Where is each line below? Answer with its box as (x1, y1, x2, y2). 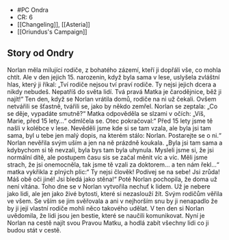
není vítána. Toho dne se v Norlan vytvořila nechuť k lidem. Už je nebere (7, 182, 211, 191)
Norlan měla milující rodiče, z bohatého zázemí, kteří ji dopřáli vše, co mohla (7, 65, 221, 74)
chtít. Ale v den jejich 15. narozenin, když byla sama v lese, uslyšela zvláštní (7, 73, 220, 81)
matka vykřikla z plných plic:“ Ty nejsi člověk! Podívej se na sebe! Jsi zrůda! (7, 167, 220, 176)
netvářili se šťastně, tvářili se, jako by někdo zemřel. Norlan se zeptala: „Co (7, 102, 218, 110)
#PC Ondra (16, 6, 49, 14)
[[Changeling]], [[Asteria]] (16, 21, 90, 28)
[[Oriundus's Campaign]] (16, 27, 87, 36)
